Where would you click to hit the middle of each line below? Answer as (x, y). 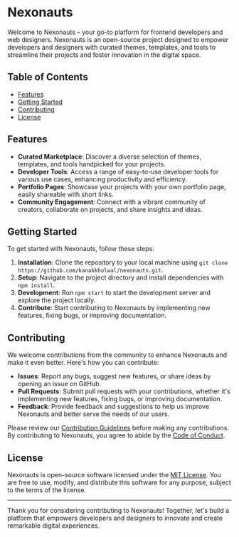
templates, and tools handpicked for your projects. (91, 164)
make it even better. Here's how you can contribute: (83, 363)
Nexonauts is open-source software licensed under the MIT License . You (115, 475)
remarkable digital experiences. (54, 526)
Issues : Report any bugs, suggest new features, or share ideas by (114, 376)
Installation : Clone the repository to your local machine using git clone (123, 262)
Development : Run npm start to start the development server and (114, 293)
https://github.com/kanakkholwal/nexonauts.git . (90, 270)
